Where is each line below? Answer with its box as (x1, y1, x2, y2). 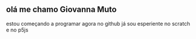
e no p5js (6, 26, 29, 33)
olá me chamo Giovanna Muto (6, 5, 117, 15)
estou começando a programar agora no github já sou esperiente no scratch (6, 20, 190, 27)
